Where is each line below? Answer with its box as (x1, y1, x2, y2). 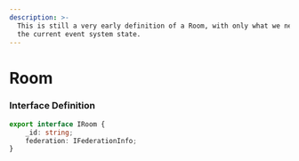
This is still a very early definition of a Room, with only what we (17, 21, 280, 30)
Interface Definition (9, 100, 96, 112)
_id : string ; (25, 128, 74, 137)
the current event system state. (17, 29, 141, 38)
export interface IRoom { (9, 119, 105, 129)
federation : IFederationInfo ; (25, 136, 138, 145)
